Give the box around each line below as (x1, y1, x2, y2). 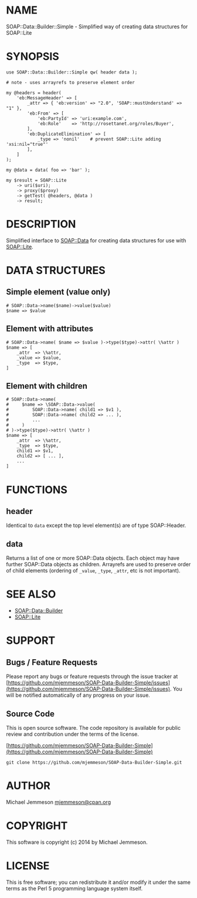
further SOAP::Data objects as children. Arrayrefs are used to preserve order (6, 561, 191, 568)
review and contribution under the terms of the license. (6, 730, 140, 737)
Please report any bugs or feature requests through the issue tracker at (6, 673, 178, 680)
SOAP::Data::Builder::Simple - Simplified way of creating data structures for (6, 23, 188, 30)
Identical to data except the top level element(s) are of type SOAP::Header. (6, 522, 186, 529)
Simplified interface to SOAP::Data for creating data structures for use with (6, 236, 186, 244)
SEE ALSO (6, 587, 56, 601)
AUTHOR (6, 779, 51, 793)
